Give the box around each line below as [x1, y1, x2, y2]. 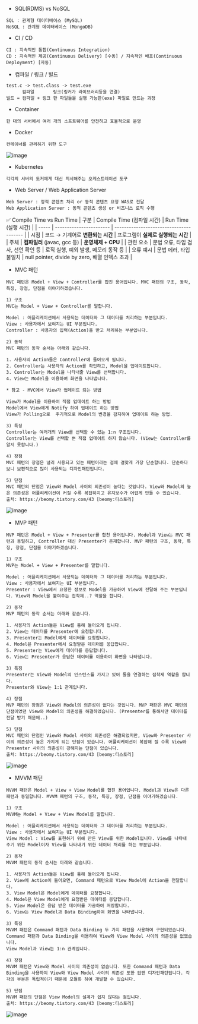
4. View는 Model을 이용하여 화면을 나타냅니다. [6, 376, 108, 382]
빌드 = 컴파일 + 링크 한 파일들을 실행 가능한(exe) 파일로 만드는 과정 [6, 95, 156, 101]
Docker [14, 129, 33, 136]
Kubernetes [14, 163, 43, 170]
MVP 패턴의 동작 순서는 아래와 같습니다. [6, 611, 91, 617]
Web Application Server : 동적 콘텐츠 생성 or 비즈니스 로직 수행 [6, 205, 155, 211]
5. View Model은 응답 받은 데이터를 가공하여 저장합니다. [6, 903, 130, 909]
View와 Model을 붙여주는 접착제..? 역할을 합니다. [15, 593, 124, 599]
